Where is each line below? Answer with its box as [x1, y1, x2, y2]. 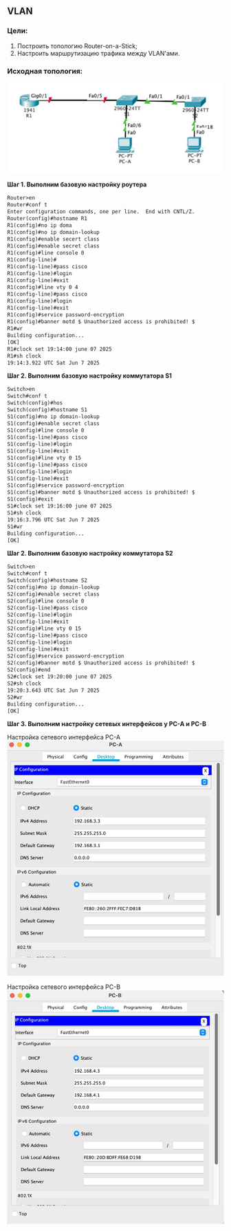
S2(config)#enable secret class [7, 591, 100, 598]
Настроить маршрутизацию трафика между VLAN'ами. [16, 49, 180, 57]
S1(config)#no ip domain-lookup [7, 413, 100, 420]
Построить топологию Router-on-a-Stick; [16, 41, 137, 50]
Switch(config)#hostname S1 [7, 406, 88, 413]
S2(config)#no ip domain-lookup [7, 584, 100, 591]
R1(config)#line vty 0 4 [7, 283, 78, 291]
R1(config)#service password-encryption [7, 311, 125, 318]
